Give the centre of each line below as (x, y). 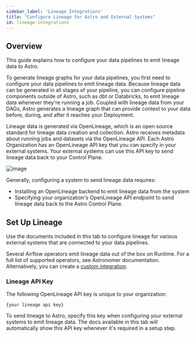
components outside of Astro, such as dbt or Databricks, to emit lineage (93, 97)
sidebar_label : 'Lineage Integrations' (55, 11)
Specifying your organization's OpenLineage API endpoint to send (94, 198)
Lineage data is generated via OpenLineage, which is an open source (90, 126)
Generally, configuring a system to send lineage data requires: (81, 180)
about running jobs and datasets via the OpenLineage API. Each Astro (90, 139)
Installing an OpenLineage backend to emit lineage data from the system (102, 191)
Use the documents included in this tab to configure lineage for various (92, 236)
